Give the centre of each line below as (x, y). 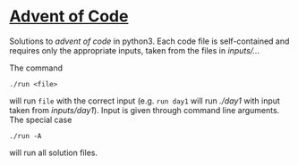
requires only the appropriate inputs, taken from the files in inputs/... (135, 50)
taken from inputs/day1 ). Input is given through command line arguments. (145, 110)
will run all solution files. (54, 153)
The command (36, 68)
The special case (41, 120)
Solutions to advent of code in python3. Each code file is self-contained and (149, 41)
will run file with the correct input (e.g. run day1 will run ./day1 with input (145, 101)
